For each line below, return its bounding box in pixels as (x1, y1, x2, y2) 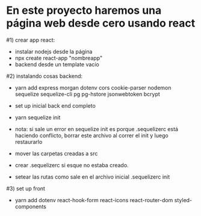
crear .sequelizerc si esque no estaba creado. (14, 161, 129, 168)
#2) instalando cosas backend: (6, 72, 83, 79)
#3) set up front (6, 185, 45, 192)
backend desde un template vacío (14, 61, 99, 68)
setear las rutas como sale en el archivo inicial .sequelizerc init (14, 173, 170, 181)
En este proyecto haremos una (6, 4, 162, 17)
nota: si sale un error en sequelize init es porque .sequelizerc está (14, 125, 179, 132)
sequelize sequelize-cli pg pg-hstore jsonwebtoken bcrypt (14, 90, 161, 97)
